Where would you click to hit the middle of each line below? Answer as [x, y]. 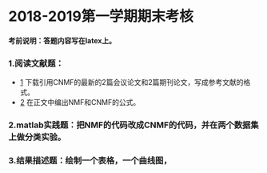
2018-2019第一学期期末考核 [101, 16]
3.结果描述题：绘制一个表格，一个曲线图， [90, 160]
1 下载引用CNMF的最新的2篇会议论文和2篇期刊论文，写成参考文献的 [132, 82]
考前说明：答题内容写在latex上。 [62, 40]
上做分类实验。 [37, 137]
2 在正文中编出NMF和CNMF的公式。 [80, 103]
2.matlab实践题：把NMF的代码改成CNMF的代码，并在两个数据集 [133, 125]
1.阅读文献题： [36, 63]
